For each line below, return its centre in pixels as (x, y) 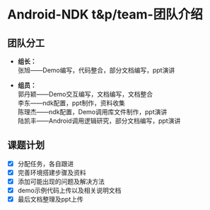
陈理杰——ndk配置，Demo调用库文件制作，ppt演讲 (92, 112)
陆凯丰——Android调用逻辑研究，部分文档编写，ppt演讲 (99, 121)
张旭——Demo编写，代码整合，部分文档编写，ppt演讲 (96, 70)
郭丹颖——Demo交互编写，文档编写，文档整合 (85, 94)
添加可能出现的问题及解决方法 (61, 181)
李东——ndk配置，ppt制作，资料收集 (71, 103)
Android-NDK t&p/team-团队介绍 (105, 15)
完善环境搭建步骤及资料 (52, 172)
